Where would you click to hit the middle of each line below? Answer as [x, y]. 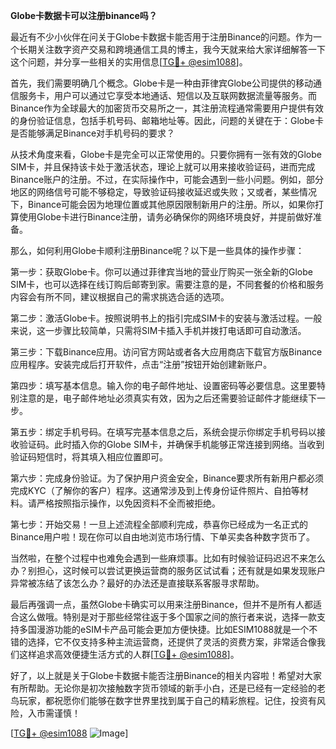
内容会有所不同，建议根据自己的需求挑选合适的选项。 [120, 297]
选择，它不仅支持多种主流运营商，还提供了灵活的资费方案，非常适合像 [172, 642]
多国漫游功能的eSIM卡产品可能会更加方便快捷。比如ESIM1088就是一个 [164, 629]
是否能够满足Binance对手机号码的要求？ [93, 133]
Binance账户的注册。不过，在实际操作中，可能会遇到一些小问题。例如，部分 [167, 179]
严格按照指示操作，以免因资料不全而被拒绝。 [128, 503]
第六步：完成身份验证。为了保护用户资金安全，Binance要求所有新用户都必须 [167, 478]
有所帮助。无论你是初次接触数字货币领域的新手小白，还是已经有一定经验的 [163, 688]
